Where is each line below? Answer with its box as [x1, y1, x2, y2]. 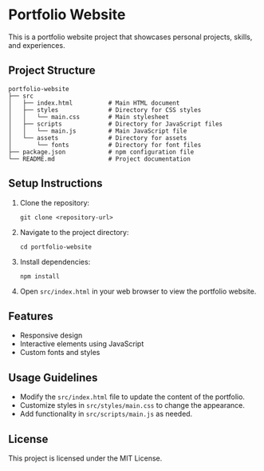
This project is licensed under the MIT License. [8, 453, 163, 463]
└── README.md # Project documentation [8, 154, 191, 163]
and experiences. [8, 40, 65, 50]
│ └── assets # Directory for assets [8, 134, 187, 142]
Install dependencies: [19, 257, 91, 266]
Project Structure [8, 64, 96, 78]
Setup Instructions [8, 177, 103, 190]
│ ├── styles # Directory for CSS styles [8, 106, 202, 114]
